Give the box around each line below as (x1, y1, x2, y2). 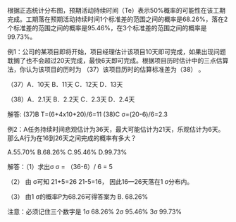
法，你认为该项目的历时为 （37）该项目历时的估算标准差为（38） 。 (7, 66, 205, 73)
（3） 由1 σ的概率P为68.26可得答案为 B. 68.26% (7, 192, 149, 201)
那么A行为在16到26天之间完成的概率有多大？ (7, 134, 137, 142)
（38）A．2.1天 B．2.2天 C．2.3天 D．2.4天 (7, 95, 135, 104)
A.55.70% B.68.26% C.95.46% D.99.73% (7, 148, 128, 156)
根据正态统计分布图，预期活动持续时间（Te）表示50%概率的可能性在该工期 (7, 6, 225, 14)
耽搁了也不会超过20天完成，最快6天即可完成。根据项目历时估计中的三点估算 (7, 56, 229, 65)
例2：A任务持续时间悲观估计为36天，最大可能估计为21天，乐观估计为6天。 (7, 125, 225, 133)
